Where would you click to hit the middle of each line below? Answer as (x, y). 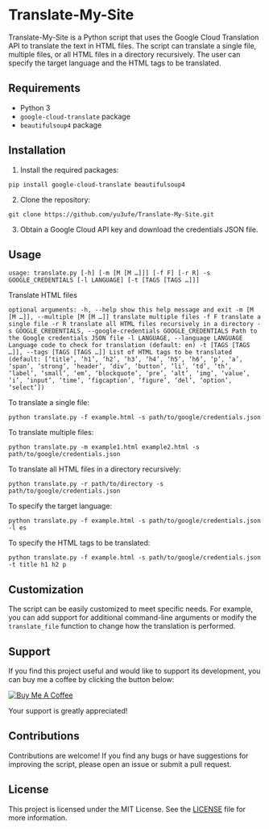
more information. (38, 818)
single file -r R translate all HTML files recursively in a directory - (135, 324)
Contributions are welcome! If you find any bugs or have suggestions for (128, 756)
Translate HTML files (43, 295)
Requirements (44, 88)
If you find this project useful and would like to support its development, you (134, 671)
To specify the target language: (60, 506)
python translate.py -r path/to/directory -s (86, 484)
